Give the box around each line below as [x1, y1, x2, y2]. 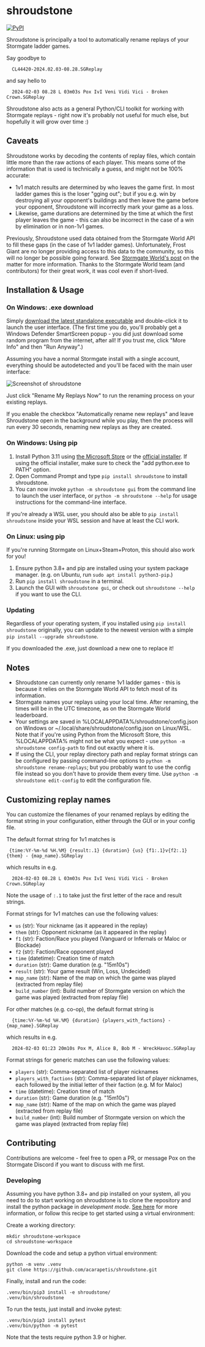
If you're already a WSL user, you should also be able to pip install [6, 510, 179, 517]
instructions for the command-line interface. [15, 498, 127, 506]
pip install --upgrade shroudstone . [6, 633, 99, 640]
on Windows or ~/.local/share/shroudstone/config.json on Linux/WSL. [15, 725, 192, 732]
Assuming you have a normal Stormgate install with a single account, [6, 355, 181, 363]
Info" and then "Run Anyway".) [6, 343, 84, 350]
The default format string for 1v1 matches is [6, 835, 116, 843]
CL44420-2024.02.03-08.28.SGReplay [12, 66, 103, 72]
